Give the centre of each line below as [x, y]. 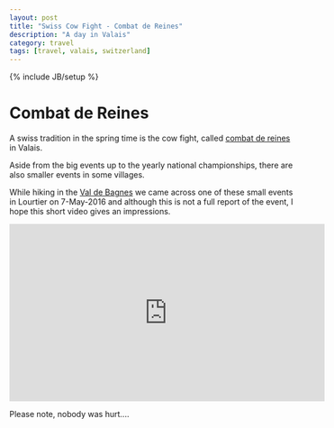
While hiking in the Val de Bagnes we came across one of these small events [151, 192]
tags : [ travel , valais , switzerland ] [80, 51]
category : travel [42, 43]
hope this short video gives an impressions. [90, 212]
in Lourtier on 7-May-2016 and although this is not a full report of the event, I [152, 202]
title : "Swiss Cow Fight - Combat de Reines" [96, 26]
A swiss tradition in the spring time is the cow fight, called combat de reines [150, 138]
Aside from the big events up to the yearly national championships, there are [151, 165]
